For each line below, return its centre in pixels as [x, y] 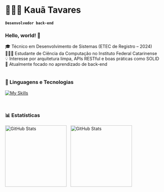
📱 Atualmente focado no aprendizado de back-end [56, 64]
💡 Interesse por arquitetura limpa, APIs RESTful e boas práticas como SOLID [82, 59]
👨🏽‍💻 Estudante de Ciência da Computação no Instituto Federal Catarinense [81, 54]
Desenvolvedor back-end [29, 23]
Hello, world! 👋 [23, 35]
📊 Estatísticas [23, 115]
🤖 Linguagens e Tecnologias [39, 82]
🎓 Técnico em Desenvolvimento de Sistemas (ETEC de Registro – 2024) [79, 47]
